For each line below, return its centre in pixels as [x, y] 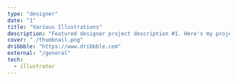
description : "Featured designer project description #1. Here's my [110, 33]
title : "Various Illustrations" [55, 27]
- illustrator [34, 66]
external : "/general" [39, 54]
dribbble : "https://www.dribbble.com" [64, 46]
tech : [15, 60]
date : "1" [22, 20]
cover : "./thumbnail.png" [45, 40]
